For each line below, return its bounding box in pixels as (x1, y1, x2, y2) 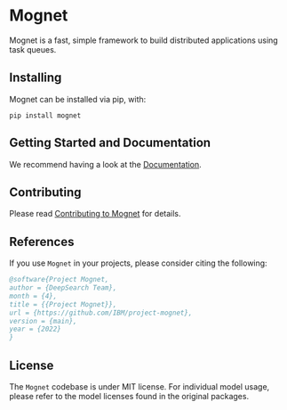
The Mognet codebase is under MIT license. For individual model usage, (9, 381, 270, 392)
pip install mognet (9, 111, 82, 120)
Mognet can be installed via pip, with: (9, 94, 147, 104)
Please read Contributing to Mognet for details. (9, 209, 181, 219)
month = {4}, (9, 291, 58, 300)
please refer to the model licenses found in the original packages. (9, 391, 250, 401)
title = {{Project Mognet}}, (9, 299, 117, 308)
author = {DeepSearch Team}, (9, 283, 117, 292)
